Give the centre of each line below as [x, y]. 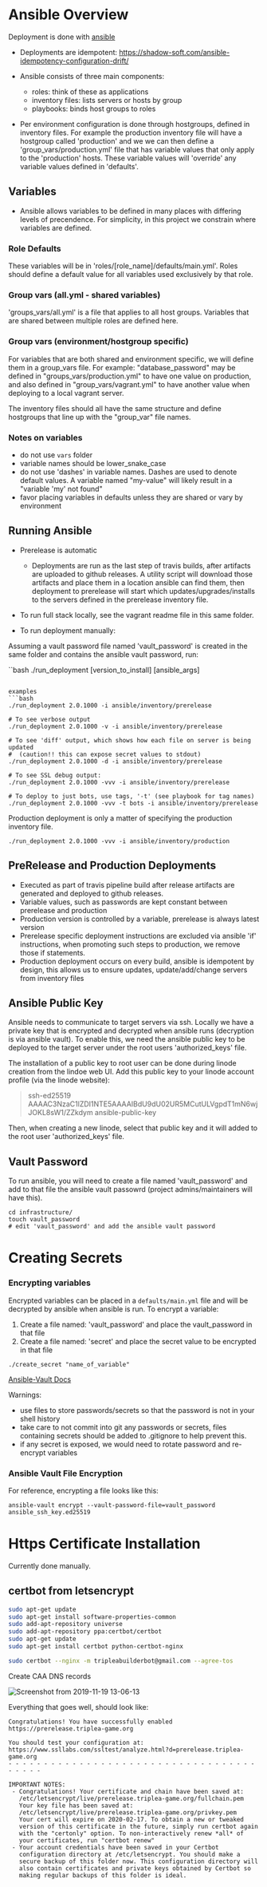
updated [21, 747]
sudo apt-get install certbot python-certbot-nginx [96, 1647]
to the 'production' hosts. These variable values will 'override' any [128, 158]
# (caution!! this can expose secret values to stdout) [105, 754]
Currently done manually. [50, 1565]
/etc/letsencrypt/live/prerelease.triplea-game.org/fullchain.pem [132, 1798]
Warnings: [25, 1394]
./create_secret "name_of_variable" [69, 1364]
